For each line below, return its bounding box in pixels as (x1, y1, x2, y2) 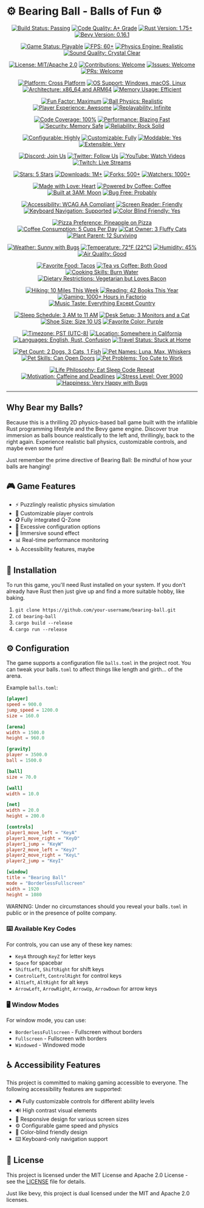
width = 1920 (6, 886, 39, 892)
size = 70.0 (6, 774, 36, 780)
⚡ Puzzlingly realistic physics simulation (15, 500, 115, 508)
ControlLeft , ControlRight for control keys (15, 972, 122, 979)
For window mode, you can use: (6, 1017, 87, 1024)
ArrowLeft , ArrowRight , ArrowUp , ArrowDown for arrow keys (15, 985, 158, 992)
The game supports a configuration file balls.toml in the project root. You (6, 659, 191, 667)
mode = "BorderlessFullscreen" (6, 880, 86, 887)
